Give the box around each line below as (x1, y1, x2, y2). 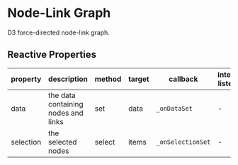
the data (48, 90, 76, 100)
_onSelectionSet (156, 137, 211, 146)
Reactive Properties (7, 49, 97, 61)
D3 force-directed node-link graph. (7, 28, 110, 37)
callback (169, 74, 198, 84)
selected (48, 137, 77, 147)
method (94, 74, 122, 84)
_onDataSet (156, 104, 193, 112)
